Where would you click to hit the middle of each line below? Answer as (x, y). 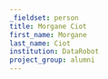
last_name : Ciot (40, 43)
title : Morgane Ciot (49, 26)
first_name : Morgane (49, 35)
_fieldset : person (44, 18)
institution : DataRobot (54, 52)
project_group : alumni (52, 60)
